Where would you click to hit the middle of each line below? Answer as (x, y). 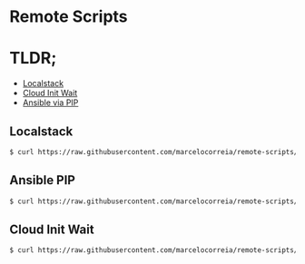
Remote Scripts (69, 17)
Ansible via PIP (50, 103)
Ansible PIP (42, 180)
